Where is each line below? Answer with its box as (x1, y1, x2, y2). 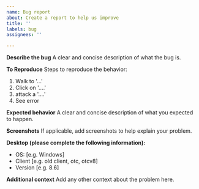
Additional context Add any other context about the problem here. (6, 176, 175, 183)
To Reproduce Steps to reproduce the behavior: (6, 65, 127, 73)
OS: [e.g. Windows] (15, 151, 65, 158)
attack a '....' (15, 91, 46, 98)
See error (15, 97, 40, 105)
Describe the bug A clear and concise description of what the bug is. (6, 54, 181, 61)
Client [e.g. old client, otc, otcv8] (15, 157, 98, 165)
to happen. (6, 116, 34, 123)
